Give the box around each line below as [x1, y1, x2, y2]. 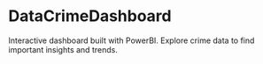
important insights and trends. [8, 44, 119, 54]
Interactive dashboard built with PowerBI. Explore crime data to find [8, 35, 255, 46]
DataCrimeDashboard [8, 6, 172, 26]
